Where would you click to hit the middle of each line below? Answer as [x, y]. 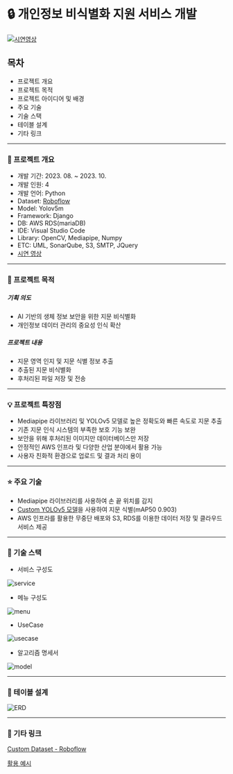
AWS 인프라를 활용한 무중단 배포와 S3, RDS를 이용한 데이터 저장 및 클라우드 [120, 518]
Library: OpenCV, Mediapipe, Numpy [70, 238]
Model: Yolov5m [40, 208]
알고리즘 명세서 [38, 653]
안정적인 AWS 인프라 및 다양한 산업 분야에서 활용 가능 [90, 447]
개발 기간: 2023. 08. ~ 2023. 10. [62, 176]
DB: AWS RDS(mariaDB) [51, 224]
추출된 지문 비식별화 [44, 369]
